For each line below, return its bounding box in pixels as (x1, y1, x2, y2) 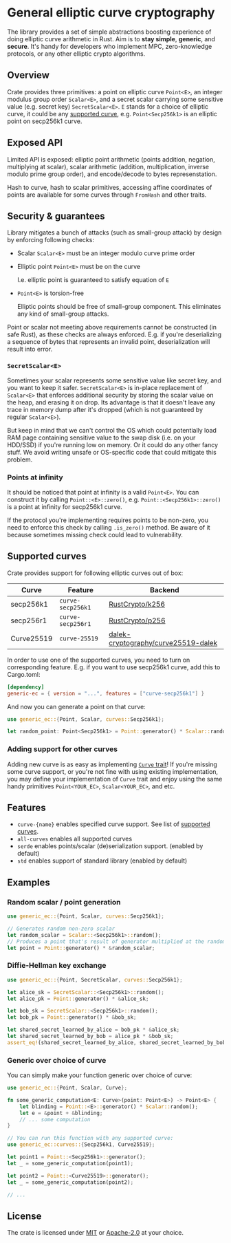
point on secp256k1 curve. (7, 117, 82, 125)
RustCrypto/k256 (109, 599, 166, 609)
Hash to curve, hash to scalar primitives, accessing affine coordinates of (7, 183, 212, 191)
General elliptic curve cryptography (7, 5, 215, 21)
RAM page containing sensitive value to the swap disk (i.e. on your (7, 433, 196, 442)
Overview (7, 69, 50, 81)
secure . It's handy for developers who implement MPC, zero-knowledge (7, 42, 212, 50)
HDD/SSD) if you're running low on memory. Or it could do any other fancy (7, 440, 219, 448)
